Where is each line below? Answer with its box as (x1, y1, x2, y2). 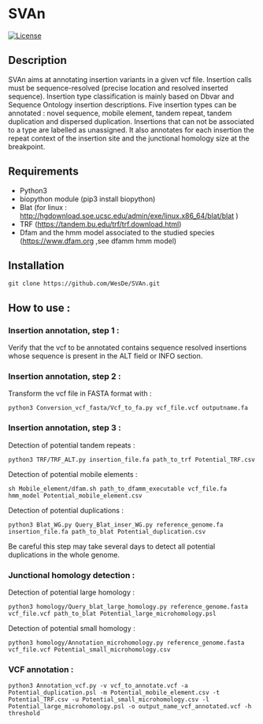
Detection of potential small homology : (8, 623, 135, 632)
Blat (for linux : (19, 202, 68, 212)
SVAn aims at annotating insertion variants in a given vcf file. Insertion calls (8, 74, 252, 84)
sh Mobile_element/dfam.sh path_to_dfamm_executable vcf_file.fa (8, 485, 227, 493)
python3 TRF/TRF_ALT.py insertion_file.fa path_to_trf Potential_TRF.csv (8, 456, 256, 463)
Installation (8, 258, 65, 272)
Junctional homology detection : (8, 569, 135, 580)
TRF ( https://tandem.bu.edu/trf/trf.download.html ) (19, 219, 182, 229)
